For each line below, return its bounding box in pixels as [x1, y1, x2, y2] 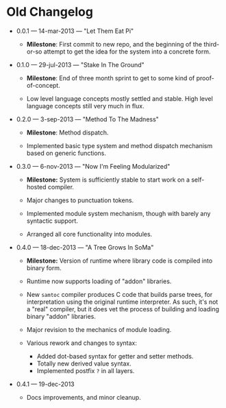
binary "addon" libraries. [26, 312, 97, 320]
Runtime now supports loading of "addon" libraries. [26, 277, 172, 285]
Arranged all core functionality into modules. [26, 230, 153, 238]
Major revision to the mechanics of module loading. [26, 325, 172, 333]
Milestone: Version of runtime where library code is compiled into [26, 256, 213, 265]
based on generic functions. [26, 149, 107, 157]
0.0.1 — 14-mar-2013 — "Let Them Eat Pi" [16, 27, 134, 35]
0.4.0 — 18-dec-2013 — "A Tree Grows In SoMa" [16, 243, 154, 251]
